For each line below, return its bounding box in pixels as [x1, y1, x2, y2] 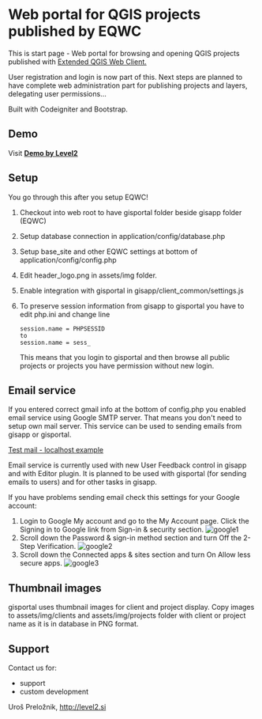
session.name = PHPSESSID [19, 324, 105, 333]
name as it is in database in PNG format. [8, 619, 139, 629]
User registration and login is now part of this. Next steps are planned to [8, 72, 243, 81]
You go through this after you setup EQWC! [8, 192, 148, 202]
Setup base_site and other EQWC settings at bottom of [19, 247, 198, 256]
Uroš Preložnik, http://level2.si [8, 702, 107, 711]
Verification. [36, 542, 77, 551]
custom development [19, 687, 89, 696]
